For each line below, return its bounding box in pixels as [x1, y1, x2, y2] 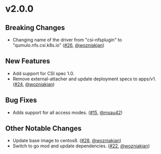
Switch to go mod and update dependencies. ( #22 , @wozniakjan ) [12, 143, 150, 149]
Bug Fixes [5, 96, 37, 105]
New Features [5, 57, 50, 66]
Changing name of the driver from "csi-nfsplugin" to [12, 37, 122, 43]
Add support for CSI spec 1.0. [12, 70, 75, 76]
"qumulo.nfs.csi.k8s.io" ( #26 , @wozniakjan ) [12, 42, 105, 48]
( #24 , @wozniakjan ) [12, 81, 55, 87]
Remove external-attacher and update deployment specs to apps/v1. [12, 76, 156, 82]
